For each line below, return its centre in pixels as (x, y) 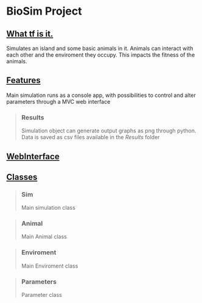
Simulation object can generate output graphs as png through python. (109, 131)
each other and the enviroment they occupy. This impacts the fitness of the (101, 55)
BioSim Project (44, 11)
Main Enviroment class (50, 266)
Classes (22, 177)
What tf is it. (30, 34)
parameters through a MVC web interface (58, 101)
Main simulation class (48, 208)
